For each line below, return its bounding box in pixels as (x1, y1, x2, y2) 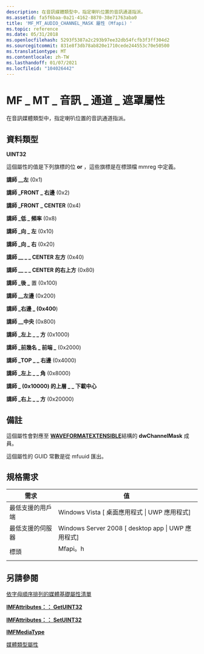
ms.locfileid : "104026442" (6, 65, 75, 72)
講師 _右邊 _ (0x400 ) (6, 305, 58, 313)
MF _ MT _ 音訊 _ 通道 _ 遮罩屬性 (6, 94, 165, 107)
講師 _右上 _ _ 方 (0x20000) (6, 395, 74, 403)
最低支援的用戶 (9, 503, 53, 512)
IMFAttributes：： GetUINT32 (6, 603, 83, 610)
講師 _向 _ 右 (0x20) (6, 240, 55, 248)
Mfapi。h (58, 544, 85, 553)
